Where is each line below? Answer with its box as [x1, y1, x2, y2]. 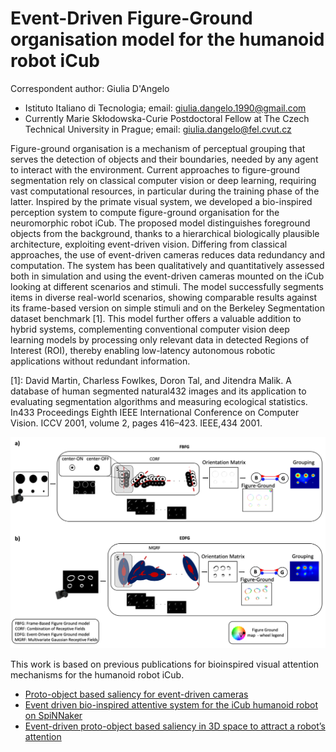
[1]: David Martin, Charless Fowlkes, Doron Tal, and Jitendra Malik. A [10, 374, 292, 386]
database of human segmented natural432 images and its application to [10, 385, 307, 397]
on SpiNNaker [24, 710, 83, 722]
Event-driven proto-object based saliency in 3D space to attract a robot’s [24, 720, 326, 732]
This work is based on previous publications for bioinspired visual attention [10, 658, 320, 671]
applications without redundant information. [10, 355, 191, 367]
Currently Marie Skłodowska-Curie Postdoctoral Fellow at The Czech [24, 112, 310, 124]
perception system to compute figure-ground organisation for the [10, 206, 280, 218]
